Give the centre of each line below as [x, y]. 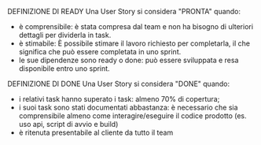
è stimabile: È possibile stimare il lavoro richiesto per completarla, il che [134, 43]
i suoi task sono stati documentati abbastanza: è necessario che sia [128, 107]
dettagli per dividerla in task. [65, 35]
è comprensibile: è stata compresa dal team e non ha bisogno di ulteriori [136, 26]
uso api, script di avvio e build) [68, 124]
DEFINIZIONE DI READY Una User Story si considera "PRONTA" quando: [124, 11]
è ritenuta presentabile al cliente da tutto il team [96, 132]
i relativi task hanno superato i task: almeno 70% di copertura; [119, 99]
